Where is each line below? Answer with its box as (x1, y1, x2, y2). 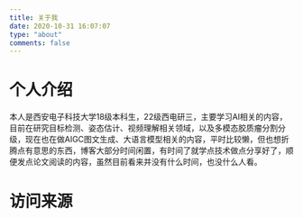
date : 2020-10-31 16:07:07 (9, 22, 111, 31)
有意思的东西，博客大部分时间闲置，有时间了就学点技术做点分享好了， (24, 145, 286, 156)
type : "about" (9, 30, 63, 39)
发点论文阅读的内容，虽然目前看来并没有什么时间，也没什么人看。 (16, 157, 262, 168)
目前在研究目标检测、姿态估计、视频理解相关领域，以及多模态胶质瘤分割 (9, 123, 278, 133)
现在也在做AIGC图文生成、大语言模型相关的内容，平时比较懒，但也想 (24, 134, 282, 145)
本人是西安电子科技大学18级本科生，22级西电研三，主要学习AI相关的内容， (9, 112, 288, 123)
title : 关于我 (9, 13, 59, 23)
